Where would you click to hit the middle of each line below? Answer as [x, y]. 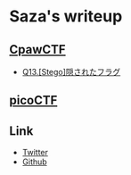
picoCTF [33, 100]
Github [34, 162]
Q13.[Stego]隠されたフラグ [71, 72]
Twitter [35, 153]
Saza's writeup [66, 17]
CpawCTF [37, 50]
